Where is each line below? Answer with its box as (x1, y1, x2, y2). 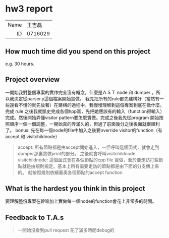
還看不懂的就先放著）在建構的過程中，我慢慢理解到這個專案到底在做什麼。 (9, 102, 164, 108)
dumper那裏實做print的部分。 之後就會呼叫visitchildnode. (17, 150, 137, 156)
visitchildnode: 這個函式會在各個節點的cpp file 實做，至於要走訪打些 (17, 157, 159, 163)
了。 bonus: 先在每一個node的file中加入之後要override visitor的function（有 (5, 127, 162, 133)
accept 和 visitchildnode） (5, 133, 60, 139)
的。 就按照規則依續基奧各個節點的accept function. (17, 169, 124, 175)
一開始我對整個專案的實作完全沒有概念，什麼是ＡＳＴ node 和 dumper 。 (5, 89, 156, 95)
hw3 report (5, 3, 53, 15)
